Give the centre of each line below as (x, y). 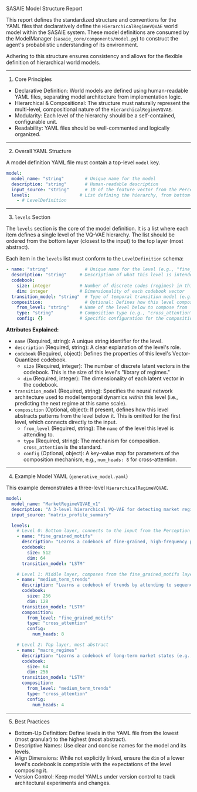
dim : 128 (38, 601)
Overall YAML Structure (43, 151)
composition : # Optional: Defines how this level (93, 302)
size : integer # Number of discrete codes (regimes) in (99, 286)
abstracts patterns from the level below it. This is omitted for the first (97, 416)
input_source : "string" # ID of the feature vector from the (94, 189)
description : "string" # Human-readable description (85, 184)
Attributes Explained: (33, 330)
